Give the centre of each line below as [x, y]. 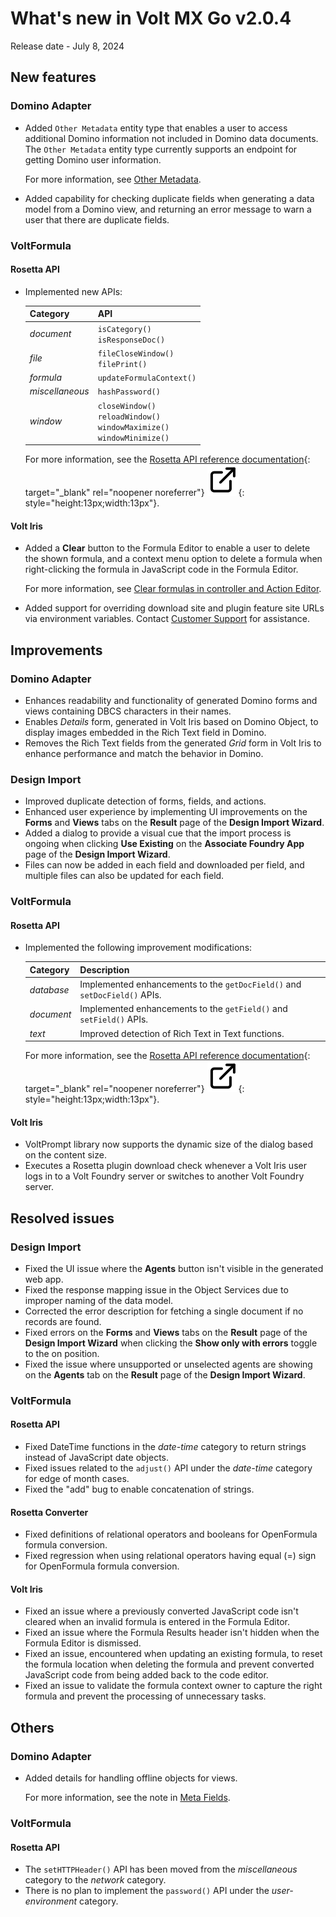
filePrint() [122, 364]
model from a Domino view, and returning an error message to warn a [168, 209]
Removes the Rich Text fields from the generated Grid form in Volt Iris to [173, 743]
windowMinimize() [133, 438]
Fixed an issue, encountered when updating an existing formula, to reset [173, 1654]
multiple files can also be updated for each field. [124, 876]
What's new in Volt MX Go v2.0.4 [151, 18]
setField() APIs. [114, 1019]
